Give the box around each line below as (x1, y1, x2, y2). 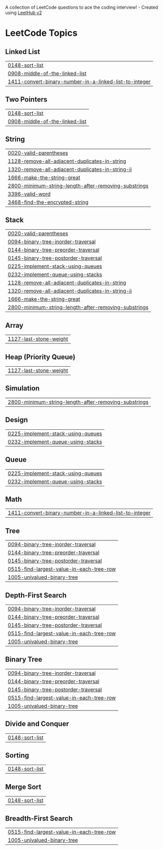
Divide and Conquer (5, 720, 69, 728)
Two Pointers (5, 95, 48, 104)
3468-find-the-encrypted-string (8, 198, 89, 206)
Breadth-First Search (5, 814, 73, 823)
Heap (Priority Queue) (5, 353, 75, 361)
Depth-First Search (5, 591, 67, 599)
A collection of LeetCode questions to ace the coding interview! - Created (5, 5, 158, 10)
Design (5, 416, 28, 424)
